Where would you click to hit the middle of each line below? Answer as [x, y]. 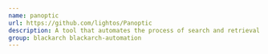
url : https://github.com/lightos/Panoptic [80, 23]
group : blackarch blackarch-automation [75, 38]
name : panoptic [34, 15]
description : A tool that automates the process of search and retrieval [134, 30]
